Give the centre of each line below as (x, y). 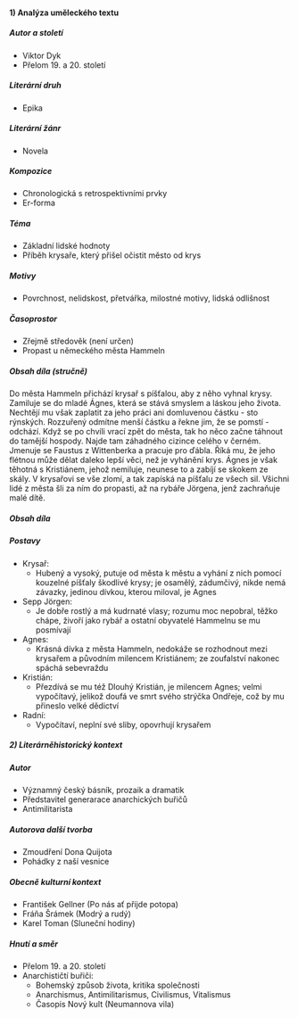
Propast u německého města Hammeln (93, 351)
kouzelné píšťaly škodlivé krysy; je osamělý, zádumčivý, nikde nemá (161, 582)
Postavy (25, 541)
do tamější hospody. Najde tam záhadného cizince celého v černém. (135, 441)
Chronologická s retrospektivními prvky (95, 194)
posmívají (53, 630)
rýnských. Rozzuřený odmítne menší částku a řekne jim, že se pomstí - (139, 422)
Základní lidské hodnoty (66, 246)
